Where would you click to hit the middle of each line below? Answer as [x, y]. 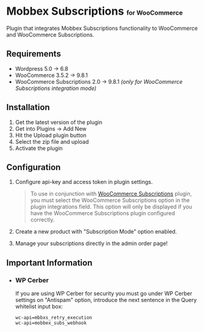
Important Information [49, 263]
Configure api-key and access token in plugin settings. [84, 182]
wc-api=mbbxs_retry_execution [54, 318]
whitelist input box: [39, 306]
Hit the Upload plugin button [51, 135]
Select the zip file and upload [52, 141]
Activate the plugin [39, 148]
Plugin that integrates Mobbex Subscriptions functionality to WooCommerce [102, 28]
